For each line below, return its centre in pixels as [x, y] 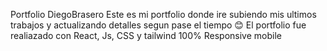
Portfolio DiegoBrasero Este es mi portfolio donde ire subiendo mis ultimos [163, 14]
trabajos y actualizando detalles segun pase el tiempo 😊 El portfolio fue [158, 25]
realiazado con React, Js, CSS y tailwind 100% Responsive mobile [146, 35]
